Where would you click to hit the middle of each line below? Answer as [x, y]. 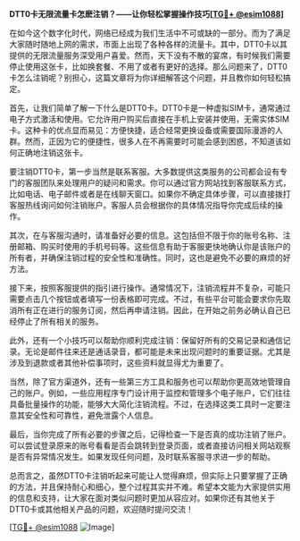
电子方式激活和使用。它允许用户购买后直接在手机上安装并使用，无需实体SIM [150, 119]
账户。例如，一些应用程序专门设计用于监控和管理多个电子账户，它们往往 [158, 393]
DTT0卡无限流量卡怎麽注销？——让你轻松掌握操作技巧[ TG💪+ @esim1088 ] [146, 14]
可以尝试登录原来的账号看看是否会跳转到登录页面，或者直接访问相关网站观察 [150, 445]
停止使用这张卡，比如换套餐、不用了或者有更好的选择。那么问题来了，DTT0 [149, 67]
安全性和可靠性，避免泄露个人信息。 [91, 415]
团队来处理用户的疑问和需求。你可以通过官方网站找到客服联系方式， [165, 183]
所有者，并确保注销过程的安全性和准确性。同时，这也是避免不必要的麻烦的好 [150, 258]
